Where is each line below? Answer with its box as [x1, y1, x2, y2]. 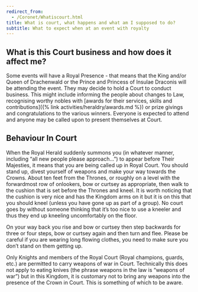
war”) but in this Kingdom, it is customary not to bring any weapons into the [6, 272, 190, 280]
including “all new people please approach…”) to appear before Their [6, 155, 174, 162]
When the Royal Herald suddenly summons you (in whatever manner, [6, 149, 174, 156]
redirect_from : [6, 8, 44, 15]
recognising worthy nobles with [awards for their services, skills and [6, 97, 173, 104]
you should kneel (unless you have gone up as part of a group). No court [6, 199, 183, 206]
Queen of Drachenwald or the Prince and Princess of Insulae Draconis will [6, 78, 187, 86]
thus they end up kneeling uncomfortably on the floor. [6, 211, 138, 219]
